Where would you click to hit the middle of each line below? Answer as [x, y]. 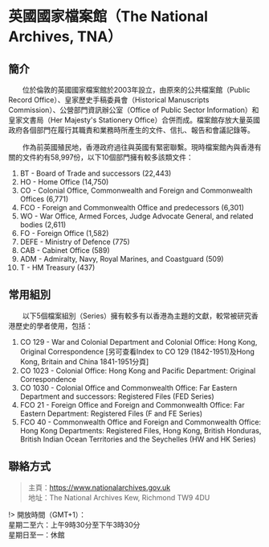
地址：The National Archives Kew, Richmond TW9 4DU [119, 497]
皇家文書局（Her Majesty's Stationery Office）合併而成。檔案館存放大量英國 [134, 120]
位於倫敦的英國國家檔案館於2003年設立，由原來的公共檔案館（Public [136, 90]
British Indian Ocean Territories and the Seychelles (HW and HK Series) [138, 439]
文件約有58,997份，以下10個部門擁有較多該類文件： [108, 157]
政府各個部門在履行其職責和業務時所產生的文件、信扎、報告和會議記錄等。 [131, 130]
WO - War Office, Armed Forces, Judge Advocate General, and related [137, 216]
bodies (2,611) [43, 225]
